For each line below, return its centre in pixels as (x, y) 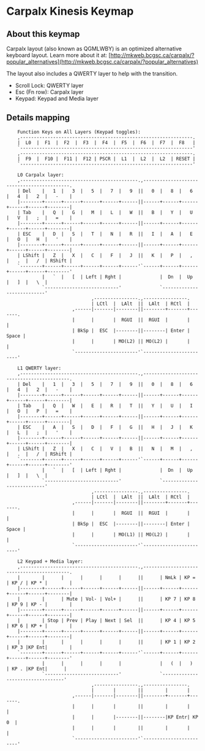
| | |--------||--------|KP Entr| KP (135, 717)
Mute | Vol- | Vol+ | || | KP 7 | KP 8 (131, 599)
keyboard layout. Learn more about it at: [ (59, 55)
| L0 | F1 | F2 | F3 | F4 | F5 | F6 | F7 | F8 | (106, 142)
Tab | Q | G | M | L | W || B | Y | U (107, 212)
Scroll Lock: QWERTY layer (49, 85)
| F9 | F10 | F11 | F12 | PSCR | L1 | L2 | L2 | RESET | (106, 159)
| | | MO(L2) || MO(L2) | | (131, 341)
